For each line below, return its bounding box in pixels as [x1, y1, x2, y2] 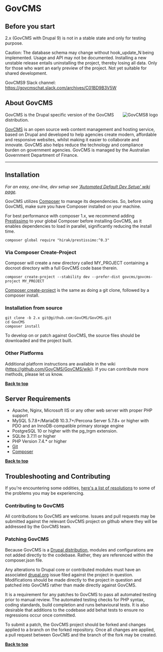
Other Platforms [5, 350, 44, 357]
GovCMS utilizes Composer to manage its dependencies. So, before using [5, 198, 153, 204]
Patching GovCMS [5, 536, 49, 543]
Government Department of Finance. [5, 152, 79, 158]
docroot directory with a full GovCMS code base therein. [5, 265, 118, 271]
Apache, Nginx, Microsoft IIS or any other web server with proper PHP [12, 407, 153, 413]
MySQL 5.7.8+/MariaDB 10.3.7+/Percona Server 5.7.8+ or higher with [12, 418, 149, 424]
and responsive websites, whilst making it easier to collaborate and [5, 136, 139, 142]
